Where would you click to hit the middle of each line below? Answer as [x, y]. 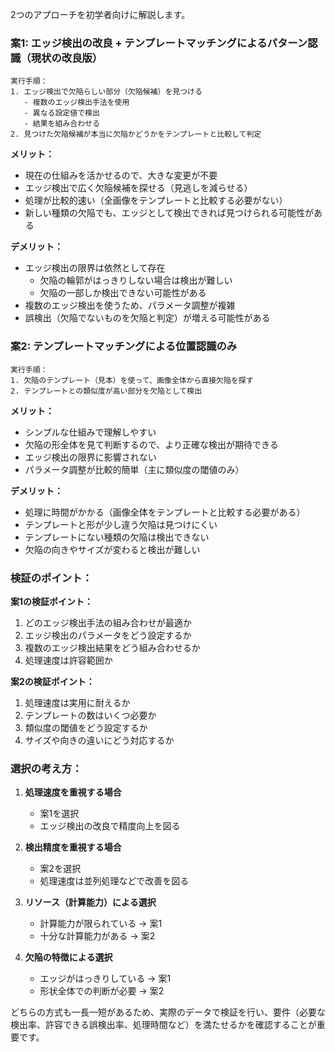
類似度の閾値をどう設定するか [86, 727]
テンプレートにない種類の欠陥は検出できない [117, 537]
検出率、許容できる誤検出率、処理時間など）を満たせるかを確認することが [163, 1025]
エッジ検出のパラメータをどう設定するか [108, 635]
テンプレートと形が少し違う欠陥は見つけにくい [121, 524]
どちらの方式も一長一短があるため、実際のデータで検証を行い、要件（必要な [168, 1012]
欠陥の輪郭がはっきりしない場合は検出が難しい [136, 280]
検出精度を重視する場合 [73, 847]
